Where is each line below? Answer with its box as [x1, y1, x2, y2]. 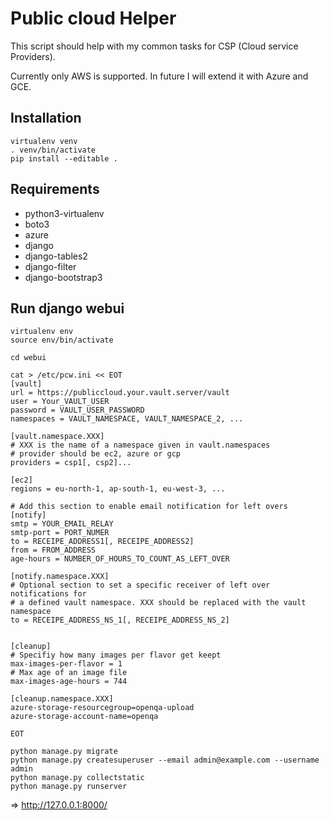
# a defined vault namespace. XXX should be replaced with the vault [10, 598, 307, 608]
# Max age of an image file [10, 668, 128, 678]
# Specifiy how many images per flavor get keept [10, 650, 222, 661]
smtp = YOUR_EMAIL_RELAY [10, 519, 114, 529]
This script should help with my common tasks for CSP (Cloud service [10, 40, 299, 52]
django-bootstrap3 [24, 271, 103, 283]
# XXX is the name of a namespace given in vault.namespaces [10, 440, 271, 451]
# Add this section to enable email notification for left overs [10, 502, 288, 512]
